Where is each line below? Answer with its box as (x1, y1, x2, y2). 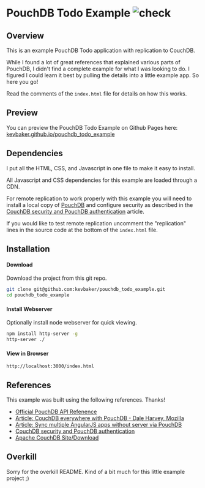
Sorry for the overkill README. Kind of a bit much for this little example (6, 468, 185, 475)
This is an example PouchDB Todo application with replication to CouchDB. (6, 47, 196, 54)
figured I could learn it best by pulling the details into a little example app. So (6, 72, 199, 79)
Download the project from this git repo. (6, 274, 107, 282)
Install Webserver (6, 305, 53, 312)
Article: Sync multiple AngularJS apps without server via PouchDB (15, 421, 182, 428)
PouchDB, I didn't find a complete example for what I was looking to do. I (6, 65, 190, 72)
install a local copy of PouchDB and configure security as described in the (6, 201, 193, 208)
